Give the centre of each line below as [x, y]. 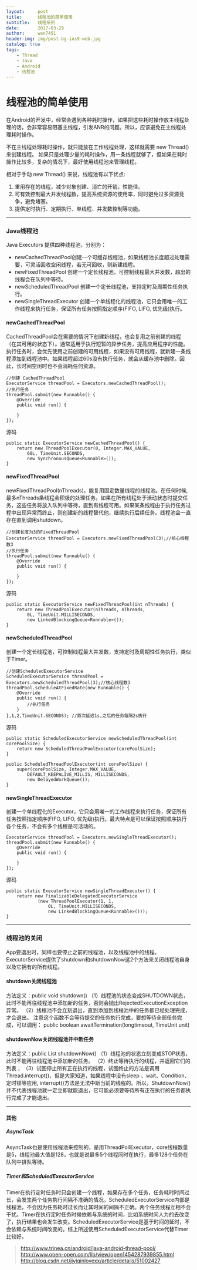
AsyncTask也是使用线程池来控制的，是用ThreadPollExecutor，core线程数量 [97, 1147]
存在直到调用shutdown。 [36, 520]
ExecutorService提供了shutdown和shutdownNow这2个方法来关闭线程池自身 [98, 959]
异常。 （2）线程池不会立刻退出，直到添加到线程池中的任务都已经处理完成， [98, 1010]
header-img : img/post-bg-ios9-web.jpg [53, 39]
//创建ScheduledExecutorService [45, 671]
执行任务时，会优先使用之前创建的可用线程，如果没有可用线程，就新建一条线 [98, 351]
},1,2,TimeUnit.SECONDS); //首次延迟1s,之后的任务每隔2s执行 [77, 716]
